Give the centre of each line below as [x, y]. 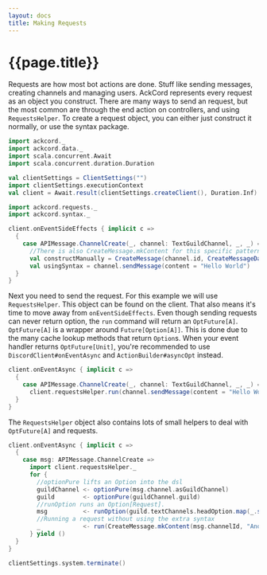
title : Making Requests [48, 23]
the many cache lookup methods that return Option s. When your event [124, 338]
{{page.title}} [54, 63]
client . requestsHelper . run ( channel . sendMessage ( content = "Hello [139, 392]
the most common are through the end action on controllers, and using [124, 110]
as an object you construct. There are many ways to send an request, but [128, 101]
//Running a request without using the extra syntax [126, 519]
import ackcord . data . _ [46, 149]
